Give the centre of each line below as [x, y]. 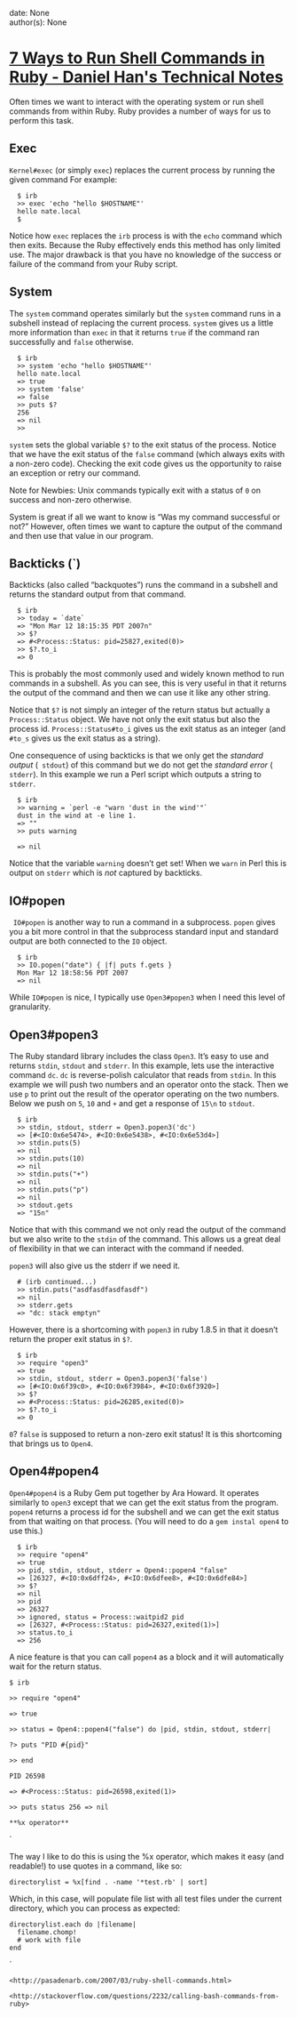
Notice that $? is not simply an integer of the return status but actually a [140, 710]
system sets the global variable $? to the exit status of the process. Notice [143, 445]
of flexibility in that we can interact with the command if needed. [127, 1248]
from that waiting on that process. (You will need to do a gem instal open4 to [149, 1521]
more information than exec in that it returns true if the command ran [134, 332]
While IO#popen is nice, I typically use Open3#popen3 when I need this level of [147, 997]
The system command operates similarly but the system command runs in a [145, 313]
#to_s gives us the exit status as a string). [85, 738]
